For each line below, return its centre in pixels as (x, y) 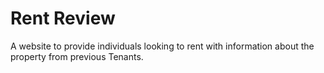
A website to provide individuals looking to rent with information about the (162, 46)
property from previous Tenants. (77, 56)
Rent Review (63, 18)
